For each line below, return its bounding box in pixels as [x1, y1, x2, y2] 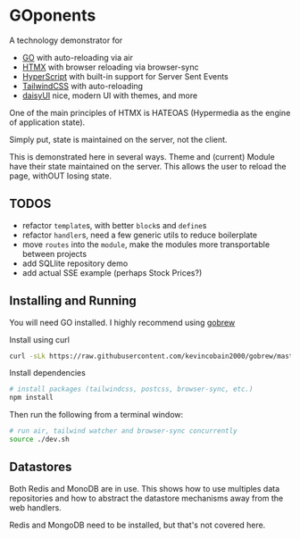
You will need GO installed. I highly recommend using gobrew [9, 317, 236, 328]
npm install [9, 394, 54, 402]
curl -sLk [9, 352, 46, 361]
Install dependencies [9, 368, 87, 378]
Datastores [9, 460, 72, 475]
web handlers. [9, 502, 62, 513]
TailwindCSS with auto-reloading [21, 80, 144, 91]
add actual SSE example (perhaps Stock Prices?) [21, 267, 203, 278]
